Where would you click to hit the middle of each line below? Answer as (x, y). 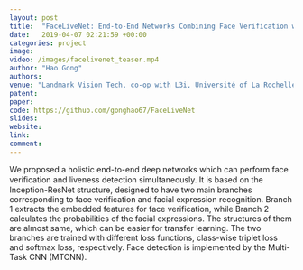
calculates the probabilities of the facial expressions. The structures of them (151, 219)
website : (26, 127)
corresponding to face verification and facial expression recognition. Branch (151, 199)
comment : (26, 144)
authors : (26, 77)
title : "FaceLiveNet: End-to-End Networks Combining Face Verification (149, 26)
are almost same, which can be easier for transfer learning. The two (135, 228)
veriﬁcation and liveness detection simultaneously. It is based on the (136, 179)
